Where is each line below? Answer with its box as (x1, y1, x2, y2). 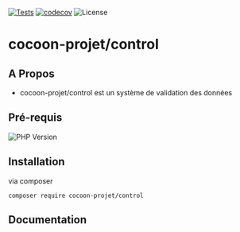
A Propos (8, 67, 56, 80)
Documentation (8, 213, 87, 226)
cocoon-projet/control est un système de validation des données (19, 88, 233, 97)
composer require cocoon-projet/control (8, 191, 145, 199)
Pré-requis (8, 111, 63, 125)
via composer (8, 176, 53, 186)
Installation (8, 155, 65, 168)
